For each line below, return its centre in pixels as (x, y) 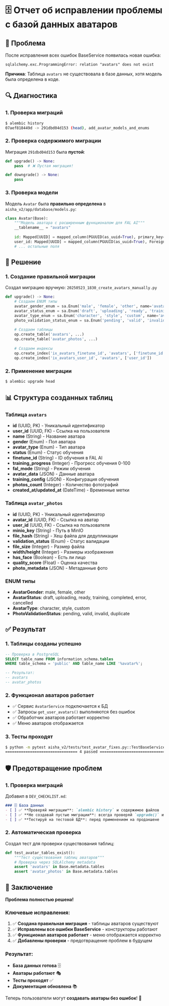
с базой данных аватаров (61, 25)
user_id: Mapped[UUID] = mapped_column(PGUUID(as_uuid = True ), (81, 242)
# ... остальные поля (37, 246)
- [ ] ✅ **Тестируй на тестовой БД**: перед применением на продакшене (82, 819)
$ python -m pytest (26, 747)
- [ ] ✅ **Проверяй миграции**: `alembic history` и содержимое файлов (82, 810)
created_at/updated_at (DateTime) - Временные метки (71, 490)
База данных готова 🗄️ (37, 965)
